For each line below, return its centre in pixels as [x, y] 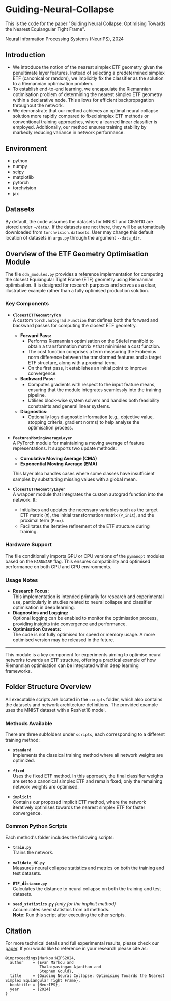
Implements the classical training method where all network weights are [88, 755]
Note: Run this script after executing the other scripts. [69, 915]
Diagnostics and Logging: [40, 613]
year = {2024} [31, 989]
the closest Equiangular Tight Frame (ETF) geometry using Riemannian [79, 280]
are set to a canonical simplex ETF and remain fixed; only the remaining [88, 781]
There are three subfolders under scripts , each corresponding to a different [85, 734]
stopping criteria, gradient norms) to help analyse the [84, 422]
